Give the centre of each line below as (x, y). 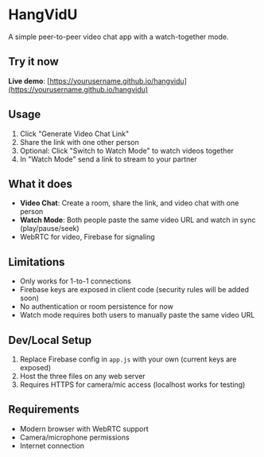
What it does (41, 184)
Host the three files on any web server (82, 376)
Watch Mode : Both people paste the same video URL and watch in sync (138, 220)
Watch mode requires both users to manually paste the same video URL (137, 315)
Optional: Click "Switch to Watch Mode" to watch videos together (127, 150)
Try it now (34, 62)
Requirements (44, 410)
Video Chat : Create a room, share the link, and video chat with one (129, 203)
